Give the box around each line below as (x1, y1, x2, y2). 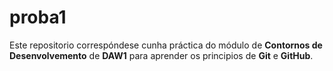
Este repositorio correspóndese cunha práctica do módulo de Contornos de (9, 39, 323, 51)
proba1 (9, 6, 67, 29)
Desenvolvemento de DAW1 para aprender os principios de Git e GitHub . (9, 49, 314, 61)
